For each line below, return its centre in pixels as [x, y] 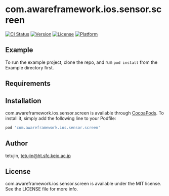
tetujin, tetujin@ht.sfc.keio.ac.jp [38, 155]
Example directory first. [30, 67]
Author [16, 144]
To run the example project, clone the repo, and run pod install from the [81, 62]
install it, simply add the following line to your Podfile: [61, 118]
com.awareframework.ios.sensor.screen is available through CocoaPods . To [85, 113]
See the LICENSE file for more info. [42, 189]
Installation [23, 101]
